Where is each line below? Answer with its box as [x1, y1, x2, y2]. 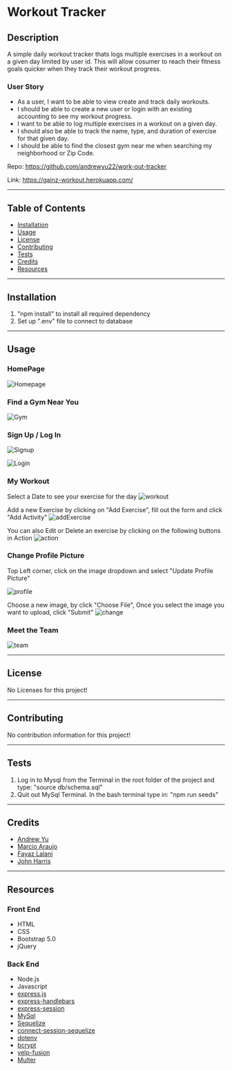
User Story [7, 82, 44, 91]
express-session [17, 1004, 65, 1013]
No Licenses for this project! [7, 686, 88, 694]
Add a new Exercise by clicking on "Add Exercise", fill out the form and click [7, 505, 222, 514]
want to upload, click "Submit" [7, 608, 94, 616]
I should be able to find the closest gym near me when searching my [17, 142, 213, 150]
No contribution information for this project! [7, 731, 131, 739]
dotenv [17, 1034, 38, 1042]
